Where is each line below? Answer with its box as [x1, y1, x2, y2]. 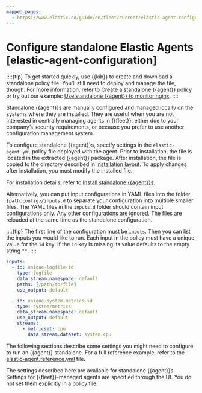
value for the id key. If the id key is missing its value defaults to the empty [6, 241, 190, 248]
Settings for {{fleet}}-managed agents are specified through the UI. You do [6, 373, 192, 380]
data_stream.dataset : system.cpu [28, 331, 112, 337]
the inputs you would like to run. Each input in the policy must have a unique [6, 234, 195, 241]
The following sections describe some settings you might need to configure [6, 342, 194, 350]
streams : [17, 321, 39, 327]
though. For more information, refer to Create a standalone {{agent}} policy [6, 86, 192, 94]
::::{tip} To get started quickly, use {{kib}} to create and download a [6, 73, 173, 80]
